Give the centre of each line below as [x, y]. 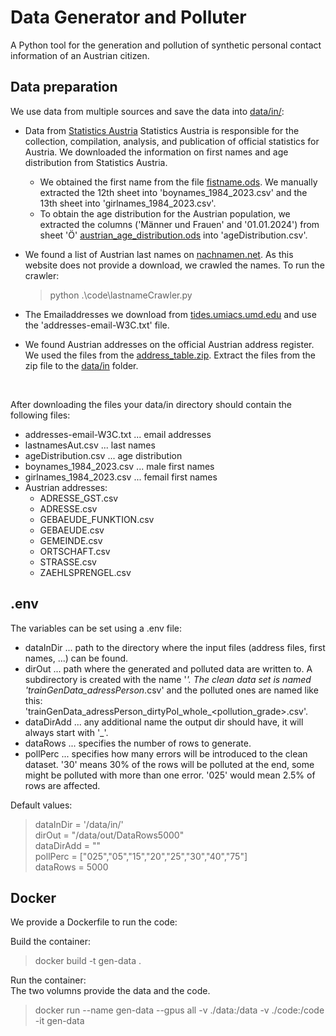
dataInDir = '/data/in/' [79, 824]
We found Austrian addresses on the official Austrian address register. [169, 344]
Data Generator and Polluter [128, 17]
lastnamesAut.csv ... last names [90, 445]
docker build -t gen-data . [88, 961]
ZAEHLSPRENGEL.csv [85, 572]
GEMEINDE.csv [71, 540]
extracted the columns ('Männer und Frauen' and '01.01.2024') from [179, 224]
